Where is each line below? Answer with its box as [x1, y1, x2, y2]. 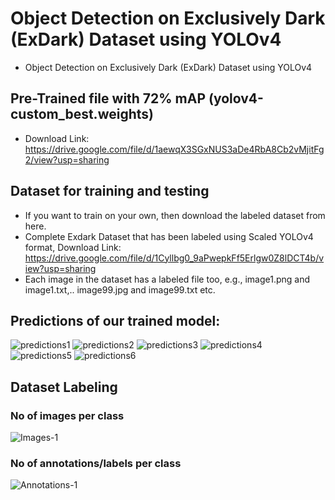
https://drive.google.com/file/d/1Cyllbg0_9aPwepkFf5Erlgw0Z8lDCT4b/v [24, 252, 325, 264]
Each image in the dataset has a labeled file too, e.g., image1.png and [24, 273, 311, 285]
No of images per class [10, 408, 125, 422]
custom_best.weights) [10, 106, 154, 123]
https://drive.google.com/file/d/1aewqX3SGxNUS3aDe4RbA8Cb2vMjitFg [24, 143, 325, 155]
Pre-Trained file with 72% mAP [10, 90, 207, 107]
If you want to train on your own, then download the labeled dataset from [24, 209, 326, 221]
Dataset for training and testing [10, 183, 210, 200]
